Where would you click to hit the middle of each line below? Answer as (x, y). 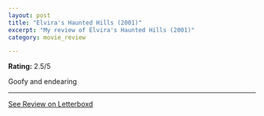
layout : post (29, 15)
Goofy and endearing (42, 82)
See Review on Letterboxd (51, 104)
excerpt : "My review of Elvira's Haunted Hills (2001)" (101, 30)
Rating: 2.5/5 (29, 67)
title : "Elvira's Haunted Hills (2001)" (75, 23)
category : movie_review (47, 37)
